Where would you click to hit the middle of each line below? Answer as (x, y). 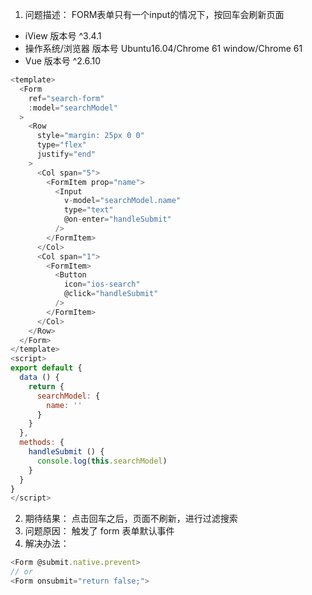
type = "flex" (61, 145)
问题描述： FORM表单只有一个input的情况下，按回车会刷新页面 (154, 14)
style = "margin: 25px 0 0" (90, 136)
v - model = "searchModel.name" (122, 201)
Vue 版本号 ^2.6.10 (63, 61)
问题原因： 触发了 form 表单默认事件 (99, 531)
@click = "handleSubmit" (111, 294)
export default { (46, 368)
